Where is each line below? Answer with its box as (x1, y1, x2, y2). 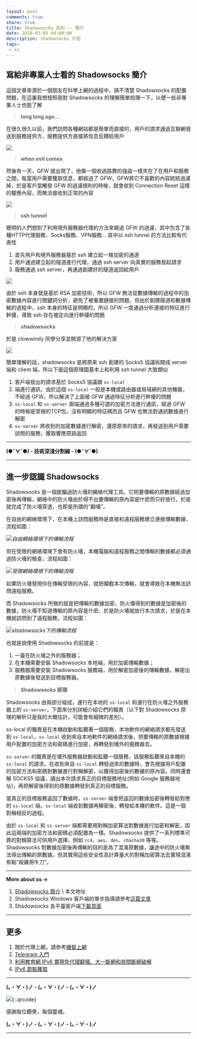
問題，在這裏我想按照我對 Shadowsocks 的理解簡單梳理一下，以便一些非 (6, 94, 182, 101)
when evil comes (20, 155, 63, 162)
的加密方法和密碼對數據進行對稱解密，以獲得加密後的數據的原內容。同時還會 (6, 768, 191, 775)
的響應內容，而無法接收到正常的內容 (6, 189, 94, 196)
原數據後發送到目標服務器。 (14, 674, 82, 681)
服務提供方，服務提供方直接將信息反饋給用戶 (16, 133, 124, 140)
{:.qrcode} (12, 996, 37, 1003)
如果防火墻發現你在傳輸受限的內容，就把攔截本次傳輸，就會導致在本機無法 (6, 580, 186, 587)
